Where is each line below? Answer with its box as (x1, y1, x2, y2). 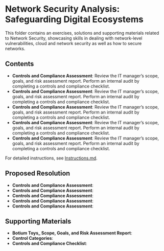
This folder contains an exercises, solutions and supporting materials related (5, 30, 159, 36)
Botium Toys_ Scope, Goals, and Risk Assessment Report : (12, 230, 132, 236)
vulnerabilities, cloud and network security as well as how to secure (5, 40, 142, 46)
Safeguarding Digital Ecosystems (5, 14, 143, 25)
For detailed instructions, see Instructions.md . (5, 155, 98, 161)
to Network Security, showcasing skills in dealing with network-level (5, 35, 143, 41)
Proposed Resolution (5, 169, 70, 178)
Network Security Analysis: (5, 3, 120, 15)
